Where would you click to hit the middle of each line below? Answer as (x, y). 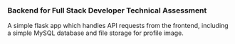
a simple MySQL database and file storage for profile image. (95, 33)
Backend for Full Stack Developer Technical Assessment (107, 10)
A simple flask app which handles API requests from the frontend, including (118, 26)
